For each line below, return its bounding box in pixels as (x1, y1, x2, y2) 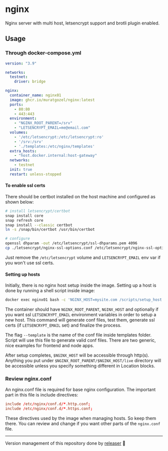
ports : (9, 102, 23, 107)
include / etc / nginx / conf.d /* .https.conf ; (5, 406, 93, 412)
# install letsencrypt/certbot (5, 208, 70, 213)
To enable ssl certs (5, 182, 45, 188)
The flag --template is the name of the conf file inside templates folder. (5, 332, 151, 338)
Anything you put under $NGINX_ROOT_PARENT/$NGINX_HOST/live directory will (5, 358, 161, 364)
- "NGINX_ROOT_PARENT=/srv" (14, 121, 72, 126)
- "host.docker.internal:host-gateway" (14, 153, 97, 158)
